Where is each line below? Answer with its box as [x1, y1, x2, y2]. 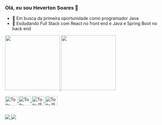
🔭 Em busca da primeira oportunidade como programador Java [12, 16, 139, 21]
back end [12, 26, 31, 32]
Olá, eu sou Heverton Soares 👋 [5, 4, 79, 11]
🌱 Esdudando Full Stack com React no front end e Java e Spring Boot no [12, 20, 157, 26]
